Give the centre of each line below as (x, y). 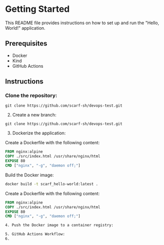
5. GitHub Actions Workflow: (35, 234)
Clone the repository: (31, 96)
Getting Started (38, 9)
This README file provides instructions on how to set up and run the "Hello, (82, 23)
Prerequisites (26, 44)
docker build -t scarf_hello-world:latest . (52, 184)
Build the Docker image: (30, 175)
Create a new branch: (34, 115)
